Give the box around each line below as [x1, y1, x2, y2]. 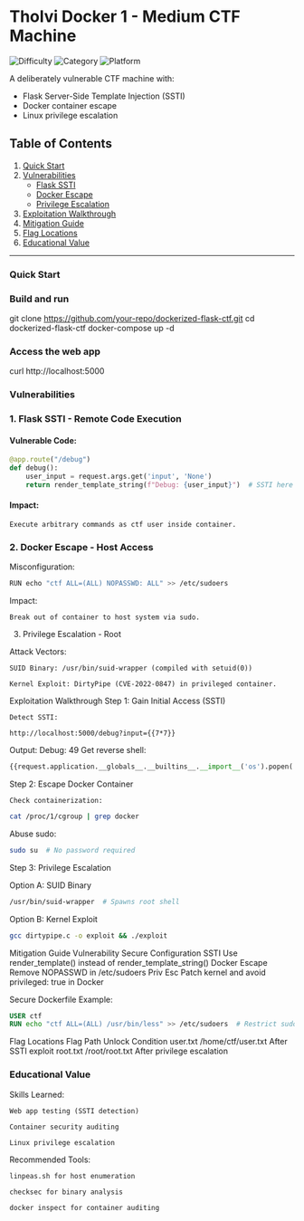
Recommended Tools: [9, 1154, 91, 1165]
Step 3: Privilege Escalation [9, 862, 111, 873]
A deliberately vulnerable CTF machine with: [9, 72, 175, 83]
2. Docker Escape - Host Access [9, 540, 154, 553]
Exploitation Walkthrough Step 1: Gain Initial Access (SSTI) [9, 695, 226, 707]
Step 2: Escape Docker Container [9, 778, 134, 789]
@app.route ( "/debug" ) [9, 455, 91, 464]
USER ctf [9, 1011, 43, 1020]
